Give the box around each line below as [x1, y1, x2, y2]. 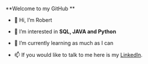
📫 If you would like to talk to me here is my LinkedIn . [14, 52, 143, 58]
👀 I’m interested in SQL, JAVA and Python [14, 28, 116, 35]
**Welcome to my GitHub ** [5, 5, 75, 12]
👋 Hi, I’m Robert [14, 17, 52, 23]
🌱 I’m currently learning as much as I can [14, 40, 113, 46]
